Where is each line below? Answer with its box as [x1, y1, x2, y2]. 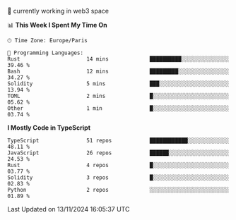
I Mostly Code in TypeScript [7, 123, 90, 132]
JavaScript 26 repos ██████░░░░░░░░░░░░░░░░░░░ [7, 149, 230, 157]
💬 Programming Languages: [7, 49, 83, 56]
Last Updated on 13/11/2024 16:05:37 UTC [7, 205, 130, 213]
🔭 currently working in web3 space [7, 7, 110, 15]
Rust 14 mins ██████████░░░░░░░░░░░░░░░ [7, 56, 230, 63]
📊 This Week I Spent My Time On [7, 21, 107, 29]
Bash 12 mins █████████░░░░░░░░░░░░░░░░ [7, 68, 230, 75]
